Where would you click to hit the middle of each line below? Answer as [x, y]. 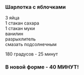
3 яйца [12, 18]
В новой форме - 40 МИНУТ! [42, 67]
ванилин [14, 34]
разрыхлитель [21, 39]
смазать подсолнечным [31, 44]
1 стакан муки [20, 28]
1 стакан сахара [22, 23]
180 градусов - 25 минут [32, 54]
